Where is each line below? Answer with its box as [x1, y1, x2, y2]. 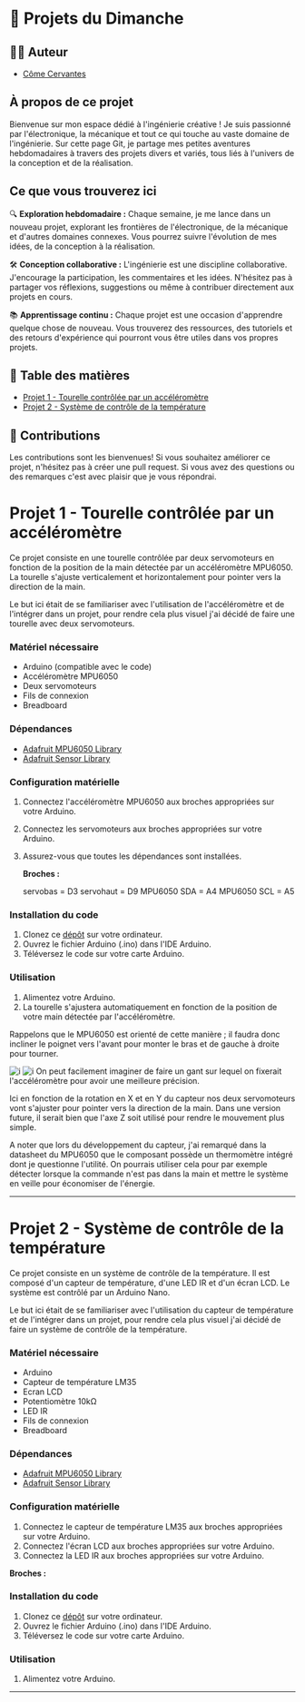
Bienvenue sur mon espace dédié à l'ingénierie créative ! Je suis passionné [9, 118, 291, 130]
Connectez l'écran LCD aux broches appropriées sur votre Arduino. [22, 1540, 275, 1551]
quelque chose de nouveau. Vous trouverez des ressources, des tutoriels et [9, 322, 293, 333]
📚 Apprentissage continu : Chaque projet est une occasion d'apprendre [9, 309, 283, 320]
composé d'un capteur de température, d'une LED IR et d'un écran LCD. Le [9, 1277, 290, 1288]
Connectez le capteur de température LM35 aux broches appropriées [22, 1520, 283, 1532]
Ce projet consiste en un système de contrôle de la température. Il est [9, 1267, 271, 1278]
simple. [9, 1121, 37, 1133]
